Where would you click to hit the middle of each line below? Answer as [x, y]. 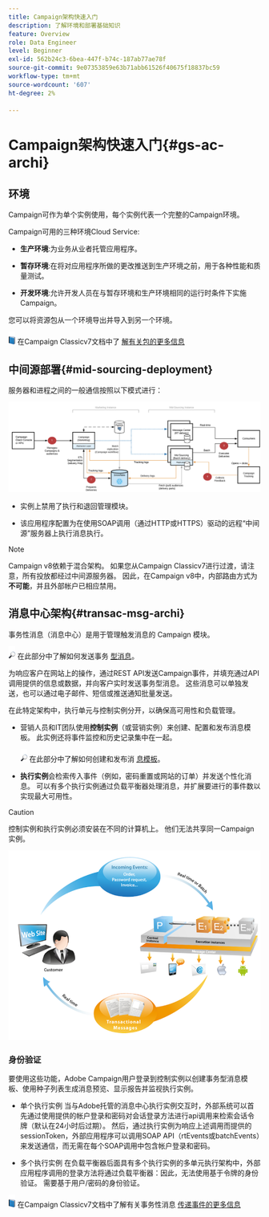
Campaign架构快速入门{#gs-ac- [116, 145]
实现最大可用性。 [48, 796]
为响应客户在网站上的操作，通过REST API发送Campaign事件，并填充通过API [134, 673]
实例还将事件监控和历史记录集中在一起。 [110, 737]
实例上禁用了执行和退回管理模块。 [76, 506]
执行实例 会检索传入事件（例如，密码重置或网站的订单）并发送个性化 [132, 775]
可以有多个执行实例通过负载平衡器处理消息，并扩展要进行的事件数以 [148, 786]
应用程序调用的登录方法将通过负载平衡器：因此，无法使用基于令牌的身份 [139, 1173]
